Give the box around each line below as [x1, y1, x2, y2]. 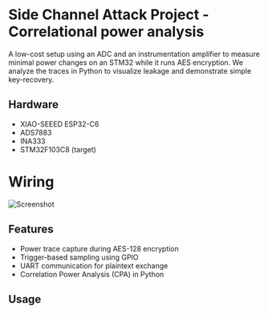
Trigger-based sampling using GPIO [19, 252, 139, 262]
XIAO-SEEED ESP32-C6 [19, 119, 99, 129]
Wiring [8, 172, 55, 191]
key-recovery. [8, 74, 55, 84]
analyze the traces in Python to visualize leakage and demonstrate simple [8, 66, 252, 75]
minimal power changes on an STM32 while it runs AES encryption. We [8, 58, 243, 67]
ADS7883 [19, 127, 52, 137]
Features [8, 223, 54, 236]
